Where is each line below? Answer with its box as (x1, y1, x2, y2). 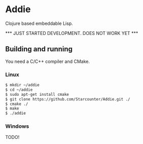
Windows (5, 123, 29, 130)
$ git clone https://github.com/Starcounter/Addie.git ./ (5, 96, 130, 102)
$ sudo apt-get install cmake (5, 92, 69, 97)
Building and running (5, 45, 73, 54)
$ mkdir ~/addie (5, 83, 40, 88)
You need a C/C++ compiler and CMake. (5, 58, 90, 64)
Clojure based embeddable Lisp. (5, 20, 73, 26)
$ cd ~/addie (5, 87, 33, 92)
